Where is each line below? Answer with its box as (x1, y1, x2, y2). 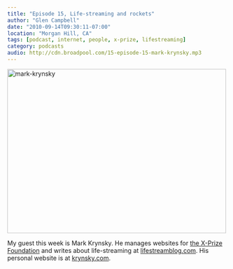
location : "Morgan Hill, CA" (7, 29, 92, 37)
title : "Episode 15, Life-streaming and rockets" (7, 10, 155, 18)
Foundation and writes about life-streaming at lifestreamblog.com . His (7, 246, 209, 254)
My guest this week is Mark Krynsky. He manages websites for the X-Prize (7, 239, 223, 247)
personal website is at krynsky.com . (7, 254, 111, 262)
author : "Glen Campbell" (7, 17, 80, 24)
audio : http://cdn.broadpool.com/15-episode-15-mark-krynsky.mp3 (7, 50, 202, 57)
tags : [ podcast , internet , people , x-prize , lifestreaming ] (7, 36, 187, 43)
